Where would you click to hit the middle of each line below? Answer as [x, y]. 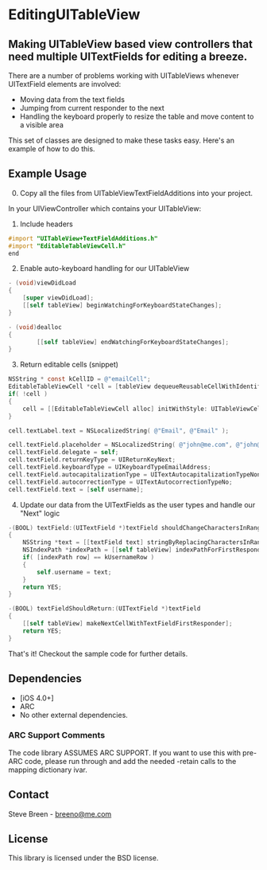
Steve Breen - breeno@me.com [60, 813]
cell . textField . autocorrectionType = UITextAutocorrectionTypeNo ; [120, 482]
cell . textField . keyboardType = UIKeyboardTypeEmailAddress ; [110, 468]
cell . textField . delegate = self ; [64, 453]
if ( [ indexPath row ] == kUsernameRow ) [89, 558]
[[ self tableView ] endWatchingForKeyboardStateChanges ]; [133, 342]
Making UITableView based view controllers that [130, 44]
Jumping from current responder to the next [92, 108]
